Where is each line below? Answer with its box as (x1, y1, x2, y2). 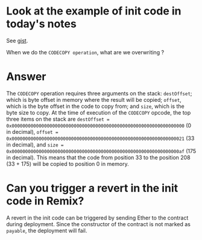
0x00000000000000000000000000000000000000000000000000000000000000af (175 (6, 147, 197, 154)
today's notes (6, 17, 77, 31)
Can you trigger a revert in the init (6, 182, 178, 195)
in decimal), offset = (6, 128, 58, 135)
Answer (6, 70, 46, 84)
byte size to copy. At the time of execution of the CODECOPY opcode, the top (6, 109, 191, 116)
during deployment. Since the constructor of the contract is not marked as (6, 220, 191, 227)
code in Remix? (6, 194, 84, 208)
